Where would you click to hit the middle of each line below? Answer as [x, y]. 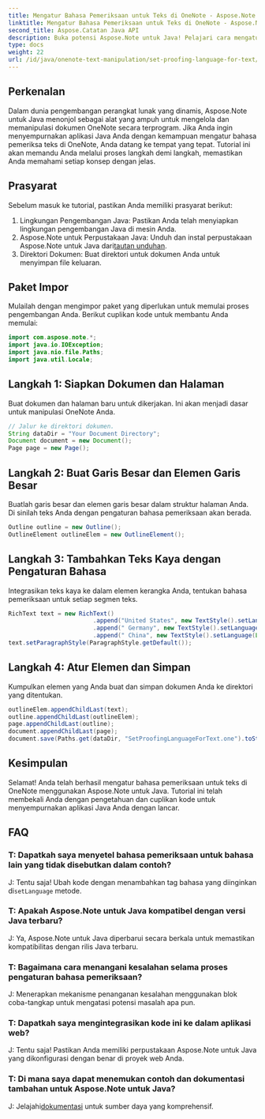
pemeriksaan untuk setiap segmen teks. [73, 599]
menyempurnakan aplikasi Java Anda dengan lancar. [94, 807]
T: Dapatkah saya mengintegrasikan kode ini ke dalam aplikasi [130, 1023]
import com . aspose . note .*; [52, 338]
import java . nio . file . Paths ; [56, 353]
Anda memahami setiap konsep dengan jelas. [82, 161]
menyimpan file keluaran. [61, 263]
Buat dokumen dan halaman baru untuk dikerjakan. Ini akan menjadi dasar [128, 403]
